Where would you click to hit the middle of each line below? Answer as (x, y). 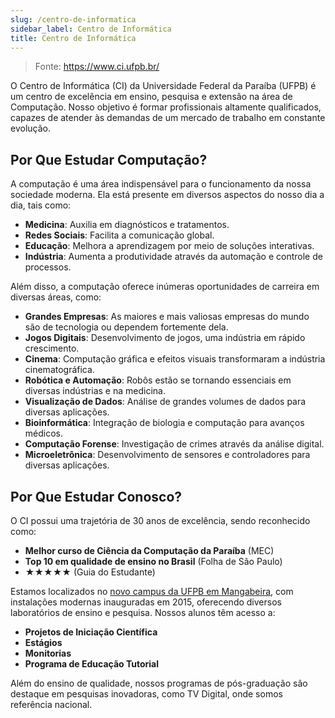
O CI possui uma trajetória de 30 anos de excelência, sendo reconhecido (160, 520)
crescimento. (52, 348)
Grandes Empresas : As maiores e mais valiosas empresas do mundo (167, 317)
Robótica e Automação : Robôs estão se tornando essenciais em (158, 380)
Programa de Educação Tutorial (92, 664)
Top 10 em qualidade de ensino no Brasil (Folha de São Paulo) (153, 561)
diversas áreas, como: (56, 297)
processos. (48, 267)
